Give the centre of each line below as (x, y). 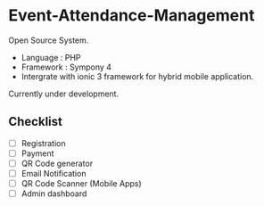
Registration (43, 143)
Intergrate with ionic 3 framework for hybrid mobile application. (137, 76)
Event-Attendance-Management (132, 16)
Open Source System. (49, 40)
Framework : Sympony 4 (66, 67)
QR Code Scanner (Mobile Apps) (81, 183)
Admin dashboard (54, 194)
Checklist (36, 122)
